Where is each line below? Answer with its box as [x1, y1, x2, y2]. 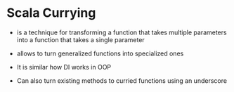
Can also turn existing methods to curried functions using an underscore [16, 76, 228, 85]
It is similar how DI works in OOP [16, 63, 112, 71]
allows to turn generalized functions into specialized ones [16, 49, 184, 58]
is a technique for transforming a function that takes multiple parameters [16, 28, 227, 37]
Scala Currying [6, 5, 96, 21]
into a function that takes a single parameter [16, 35, 145, 44]
